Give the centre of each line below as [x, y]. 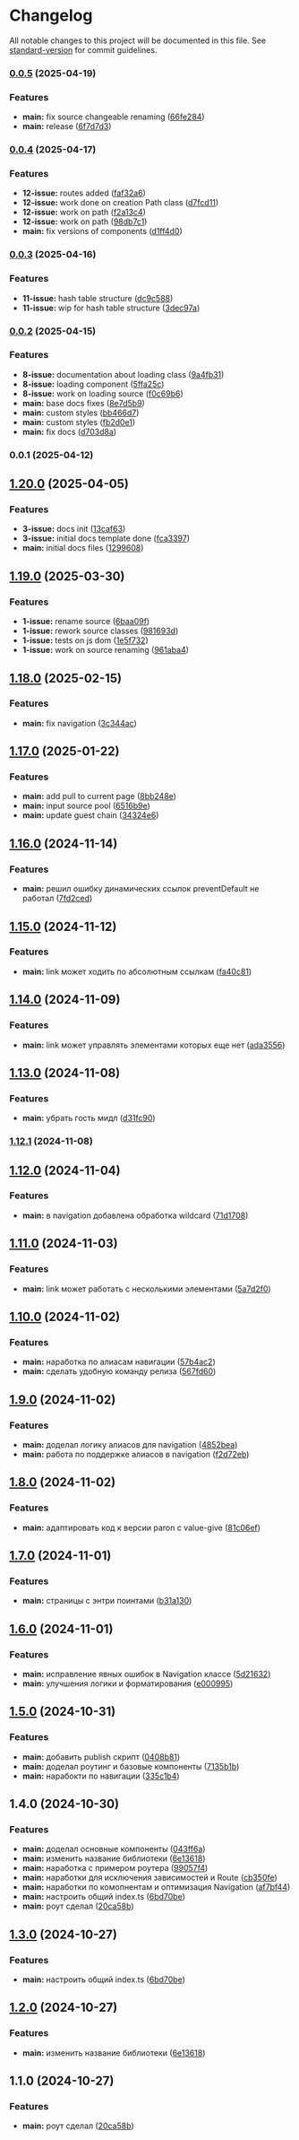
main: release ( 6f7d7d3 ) [67, 126]
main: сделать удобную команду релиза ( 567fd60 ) [119, 1371]
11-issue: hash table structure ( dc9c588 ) [98, 298]
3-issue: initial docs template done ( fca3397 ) [106, 538]
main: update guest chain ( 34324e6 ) [90, 815]
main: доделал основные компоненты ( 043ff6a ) [114, 1849]
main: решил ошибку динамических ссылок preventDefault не [141, 889]
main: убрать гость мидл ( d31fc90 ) [89, 1118]
